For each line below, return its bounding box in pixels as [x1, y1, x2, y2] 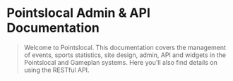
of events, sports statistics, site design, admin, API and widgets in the [23, 51, 227, 59]
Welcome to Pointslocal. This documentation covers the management [23, 43, 227, 51]
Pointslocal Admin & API [6, 5, 151, 21]
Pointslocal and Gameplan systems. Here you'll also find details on [23, 58, 218, 66]
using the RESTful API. [23, 66, 90, 74]
